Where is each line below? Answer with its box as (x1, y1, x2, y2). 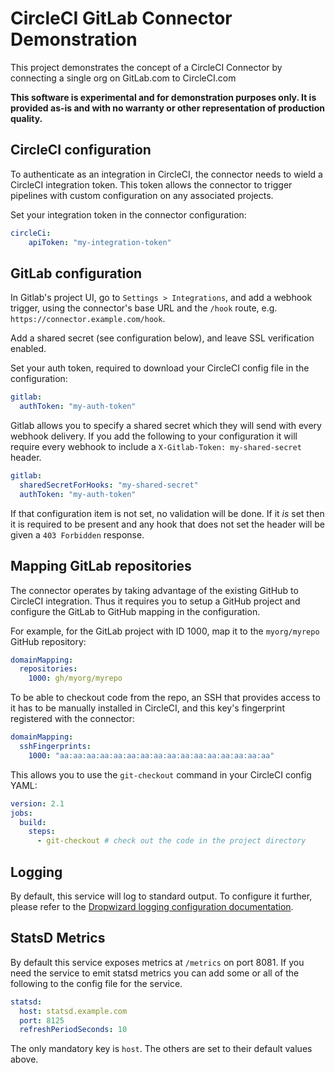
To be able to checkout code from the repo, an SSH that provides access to (10, 692, 321, 704)
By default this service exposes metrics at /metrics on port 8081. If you (10, 956, 305, 968)
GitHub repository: (10, 635, 87, 647)
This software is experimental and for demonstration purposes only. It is (10, 91, 317, 103)
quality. (10, 112, 43, 124)
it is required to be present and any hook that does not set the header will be (10, 518, 325, 530)
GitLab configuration (10, 265, 143, 282)
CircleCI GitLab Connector (10, 7, 233, 30)
